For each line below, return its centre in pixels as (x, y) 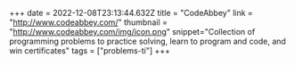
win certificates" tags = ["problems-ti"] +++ (90, 51)
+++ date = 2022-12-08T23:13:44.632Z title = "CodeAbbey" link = (131, 13)
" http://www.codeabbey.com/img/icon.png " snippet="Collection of (132, 32)
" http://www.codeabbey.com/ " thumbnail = (88, 22)
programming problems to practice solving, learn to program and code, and (148, 41)
